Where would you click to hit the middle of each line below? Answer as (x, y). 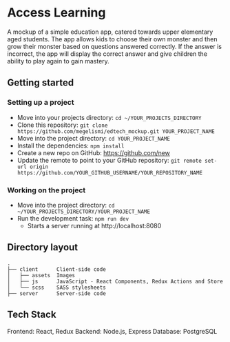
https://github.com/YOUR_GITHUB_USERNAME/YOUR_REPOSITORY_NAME (110, 173)
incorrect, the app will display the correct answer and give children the (107, 54)
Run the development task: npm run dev (73, 218)
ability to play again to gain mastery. (59, 61)
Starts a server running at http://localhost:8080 (94, 225)
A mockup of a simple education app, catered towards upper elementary (110, 32)
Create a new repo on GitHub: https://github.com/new (94, 152)
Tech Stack (32, 315)
